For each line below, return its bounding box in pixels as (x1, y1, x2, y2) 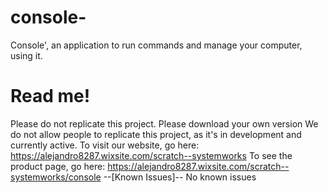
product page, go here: (10, 160, 106, 172)
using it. (10, 49, 43, 61)
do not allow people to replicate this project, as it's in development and (10, 128, 302, 140)
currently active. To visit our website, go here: (10, 139, 200, 151)
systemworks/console (10, 171, 102, 183)
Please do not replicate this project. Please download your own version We (10, 117, 319, 130)
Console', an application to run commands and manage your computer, (10, 39, 303, 51)
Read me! (10, 85, 91, 108)
